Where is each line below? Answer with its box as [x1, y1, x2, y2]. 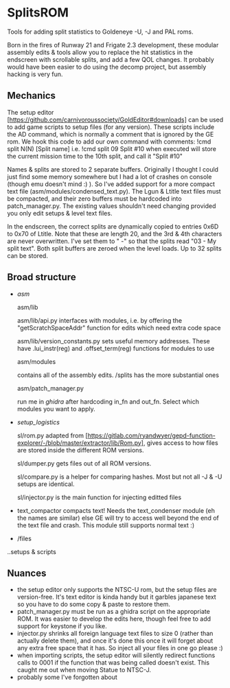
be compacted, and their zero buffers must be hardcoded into [7, 194, 182, 203]
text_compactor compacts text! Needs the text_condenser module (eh [16, 506, 215, 514]
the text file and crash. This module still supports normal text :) [16, 520, 195, 529]
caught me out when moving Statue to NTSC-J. [16, 666, 151, 674]
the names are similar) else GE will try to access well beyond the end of [16, 514, 220, 522]
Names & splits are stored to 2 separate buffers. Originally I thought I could [7, 165, 218, 173]
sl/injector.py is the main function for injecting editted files [16, 493, 182, 501]
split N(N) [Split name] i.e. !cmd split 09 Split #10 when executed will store [7, 144, 216, 152]
